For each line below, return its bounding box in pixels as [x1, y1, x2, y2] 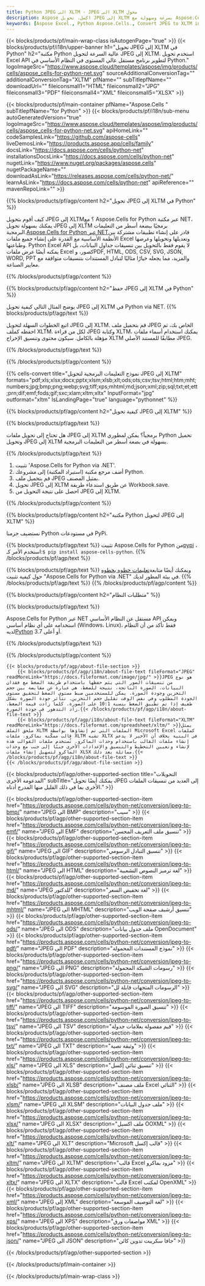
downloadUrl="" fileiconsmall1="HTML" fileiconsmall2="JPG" [6, 83, 160, 90]
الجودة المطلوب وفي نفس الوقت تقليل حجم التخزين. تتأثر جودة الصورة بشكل [6, 695, 198, 702]
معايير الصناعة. [6, 261, 40, 268]
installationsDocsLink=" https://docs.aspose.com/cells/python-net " [6, 153, 174, 160]
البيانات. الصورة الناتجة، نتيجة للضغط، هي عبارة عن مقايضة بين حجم [6, 685, 184, 691]
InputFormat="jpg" [107, 390, 154, 397]
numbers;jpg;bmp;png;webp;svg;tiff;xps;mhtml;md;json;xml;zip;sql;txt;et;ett [6, 383, 198, 390]
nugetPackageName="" [6, 166, 67, 173]
